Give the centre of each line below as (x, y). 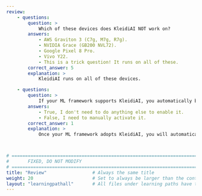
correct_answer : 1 (51, 123)
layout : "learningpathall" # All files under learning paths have (99, 184)
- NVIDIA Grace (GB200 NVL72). (78, 46)
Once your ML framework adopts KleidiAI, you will (103, 135)
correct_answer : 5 (51, 68)
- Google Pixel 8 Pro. (67, 51)
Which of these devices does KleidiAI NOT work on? (104, 29)
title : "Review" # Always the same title (80, 173)
